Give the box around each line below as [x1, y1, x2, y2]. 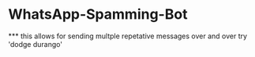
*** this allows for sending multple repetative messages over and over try [8, 31, 247, 41]
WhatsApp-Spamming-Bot [8, 5, 188, 23]
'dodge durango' [8, 39, 63, 48]
